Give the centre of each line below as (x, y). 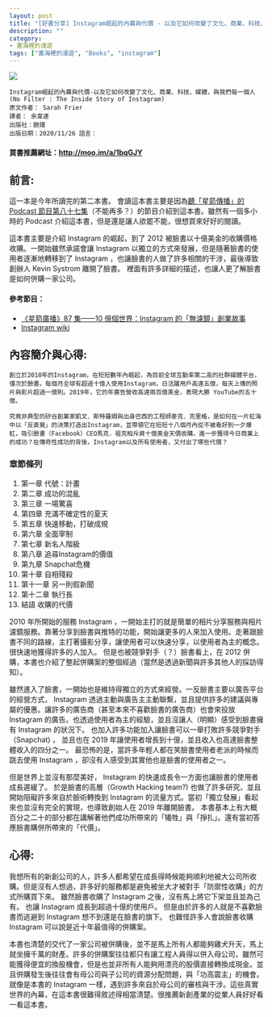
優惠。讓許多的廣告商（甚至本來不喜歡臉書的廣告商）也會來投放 (129, 709)
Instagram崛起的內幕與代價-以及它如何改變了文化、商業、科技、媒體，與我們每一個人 (132, 92)
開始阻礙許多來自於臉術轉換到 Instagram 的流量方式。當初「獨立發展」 (127, 797)
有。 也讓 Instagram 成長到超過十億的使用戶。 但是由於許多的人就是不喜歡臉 (136, 906)
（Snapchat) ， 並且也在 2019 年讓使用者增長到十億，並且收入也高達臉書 (130, 739)
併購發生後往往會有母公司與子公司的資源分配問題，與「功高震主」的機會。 (140, 974)
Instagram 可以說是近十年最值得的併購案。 (80, 927)
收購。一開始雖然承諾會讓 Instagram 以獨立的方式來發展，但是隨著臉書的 (130, 249)
